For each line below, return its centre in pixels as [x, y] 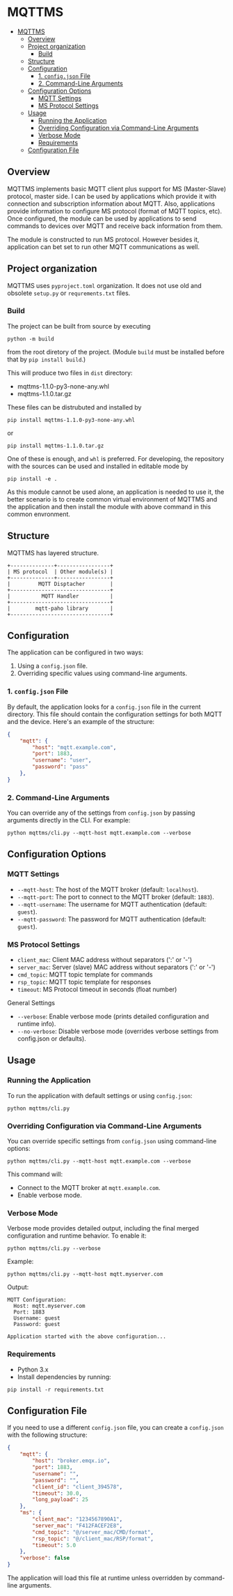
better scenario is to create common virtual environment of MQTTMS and [112, 499]
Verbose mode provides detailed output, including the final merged [103, 1228]
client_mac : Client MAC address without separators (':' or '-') [105, 960]
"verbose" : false [45, 1558]
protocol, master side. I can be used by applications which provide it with [112, 196]
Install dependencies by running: [64, 1377]
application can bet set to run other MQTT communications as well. [104, 247]
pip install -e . [32, 479]
